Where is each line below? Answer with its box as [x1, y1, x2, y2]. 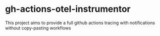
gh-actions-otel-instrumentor [5, 3, 131, 15]
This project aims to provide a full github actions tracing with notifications [5, 20, 155, 26]
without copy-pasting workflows [5, 25, 71, 31]
